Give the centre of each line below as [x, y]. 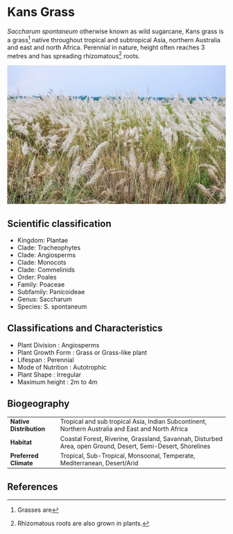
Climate [21, 463]
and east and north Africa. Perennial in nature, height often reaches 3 [106, 47]
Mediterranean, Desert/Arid [99, 463]
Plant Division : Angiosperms [58, 345]
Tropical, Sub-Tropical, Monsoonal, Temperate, [128, 456]
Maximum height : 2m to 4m [58, 381]
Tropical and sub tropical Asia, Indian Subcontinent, [133, 422]
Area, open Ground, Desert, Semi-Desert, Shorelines [135, 446]
